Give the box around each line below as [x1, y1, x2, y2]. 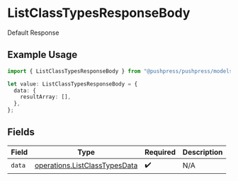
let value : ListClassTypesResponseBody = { [7, 80, 138, 88]
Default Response [7, 28, 59, 37]
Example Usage [7, 49, 78, 61]
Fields [7, 126, 35, 139]
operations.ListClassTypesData [34, 160, 138, 170]
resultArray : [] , [20, 93, 72, 100]
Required [144, 147, 176, 157]
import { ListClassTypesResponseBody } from [7, 67, 141, 75]
